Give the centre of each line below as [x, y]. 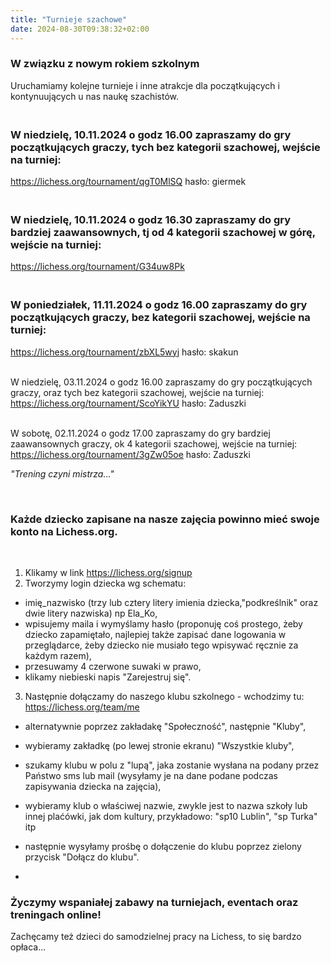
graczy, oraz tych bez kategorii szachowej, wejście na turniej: [137, 392]
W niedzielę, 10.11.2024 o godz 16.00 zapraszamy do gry [151, 134]
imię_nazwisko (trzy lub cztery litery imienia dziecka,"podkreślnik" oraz [171, 602]
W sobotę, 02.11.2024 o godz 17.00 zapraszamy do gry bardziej [140, 433]
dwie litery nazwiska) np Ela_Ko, [91, 613]
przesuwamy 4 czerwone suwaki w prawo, [113, 666]
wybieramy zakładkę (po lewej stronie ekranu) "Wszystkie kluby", [159, 745]
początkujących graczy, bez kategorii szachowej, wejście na [160, 318]
